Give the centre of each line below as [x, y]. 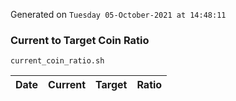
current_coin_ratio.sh [57, 61]
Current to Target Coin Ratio [80, 40]
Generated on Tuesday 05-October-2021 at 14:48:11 [118, 14]
